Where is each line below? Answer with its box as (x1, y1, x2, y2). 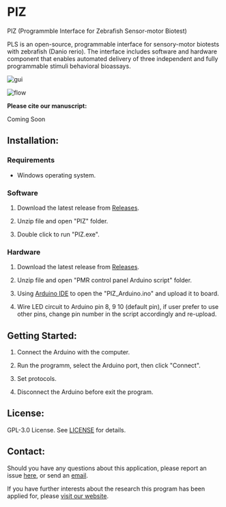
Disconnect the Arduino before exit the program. (16, 388, 154, 396)
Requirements (7, 156, 55, 165)
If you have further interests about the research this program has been (7, 484, 206, 493)
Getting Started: (7, 330, 77, 341)
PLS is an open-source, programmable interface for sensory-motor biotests (7, 40, 220, 48)
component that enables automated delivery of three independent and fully (7, 54, 218, 62)
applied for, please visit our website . (7, 491, 109, 500)
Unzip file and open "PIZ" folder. (16, 217, 109, 225)
